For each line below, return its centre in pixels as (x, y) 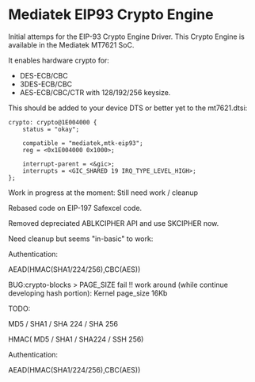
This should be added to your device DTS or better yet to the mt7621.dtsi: (128, 108)
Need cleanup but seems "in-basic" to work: (81, 239)
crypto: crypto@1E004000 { (53, 122)
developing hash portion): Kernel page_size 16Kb (88, 293)
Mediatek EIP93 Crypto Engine (111, 15)
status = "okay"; (51, 129)
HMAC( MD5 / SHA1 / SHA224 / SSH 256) (76, 339)
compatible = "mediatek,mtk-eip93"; (83, 143)
